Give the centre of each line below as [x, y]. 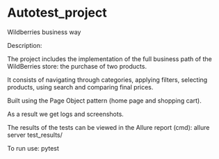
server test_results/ [35, 135]
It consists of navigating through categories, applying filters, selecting [107, 79]
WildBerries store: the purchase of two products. [77, 66]
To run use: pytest [33, 148]
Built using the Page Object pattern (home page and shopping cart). [104, 100]
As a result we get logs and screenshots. [65, 114]
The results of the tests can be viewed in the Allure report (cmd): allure [108, 127]
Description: [25, 45]
